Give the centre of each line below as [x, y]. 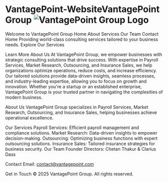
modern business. [24, 97]
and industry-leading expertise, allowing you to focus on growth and [76, 81]
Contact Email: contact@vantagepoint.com [50, 164]
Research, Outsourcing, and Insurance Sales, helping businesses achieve [81, 112]
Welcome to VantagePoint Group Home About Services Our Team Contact [82, 34]
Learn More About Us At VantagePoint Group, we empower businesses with [84, 54]
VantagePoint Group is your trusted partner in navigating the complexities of [84, 92]
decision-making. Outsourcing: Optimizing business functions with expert [81, 138]
